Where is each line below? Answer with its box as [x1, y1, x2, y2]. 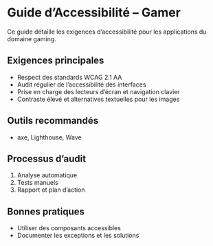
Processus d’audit [7, 153, 87, 164]
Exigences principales [7, 55, 104, 67]
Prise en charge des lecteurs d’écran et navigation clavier [16, 87, 180, 96]
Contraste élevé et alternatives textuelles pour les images [16, 95, 180, 103]
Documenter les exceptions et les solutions [16, 232, 139, 240]
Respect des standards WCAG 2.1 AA [16, 73, 122, 81]
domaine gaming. [7, 34, 56, 43]
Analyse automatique [16, 171, 78, 179]
